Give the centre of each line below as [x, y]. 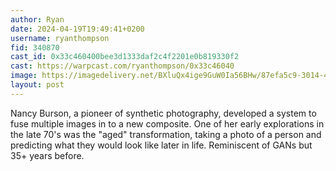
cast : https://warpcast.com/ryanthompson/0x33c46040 [122, 66]
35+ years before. [47, 155]
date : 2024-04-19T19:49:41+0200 [77, 29]
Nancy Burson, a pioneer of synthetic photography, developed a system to [163, 113]
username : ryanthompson [60, 38]
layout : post [37, 85]
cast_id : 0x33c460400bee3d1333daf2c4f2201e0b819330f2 [125, 57]
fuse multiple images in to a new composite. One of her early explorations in [167, 123]
